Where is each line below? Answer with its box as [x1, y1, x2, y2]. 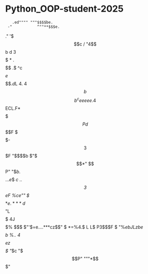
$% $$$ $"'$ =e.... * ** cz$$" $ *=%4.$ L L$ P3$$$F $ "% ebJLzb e [5, 224, 143, 230]
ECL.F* [5, 105, 21, 111]
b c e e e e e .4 [74, 96, 96, 103]
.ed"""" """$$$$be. [12, 20, 53, 25]
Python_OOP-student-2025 [5, 3, 124, 15]
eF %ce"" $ [5, 192, 29, 198]
